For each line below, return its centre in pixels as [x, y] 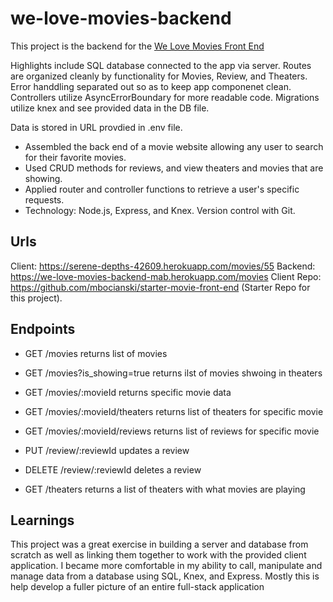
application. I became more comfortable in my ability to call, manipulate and [166, 566]
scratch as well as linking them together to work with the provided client [158, 555]
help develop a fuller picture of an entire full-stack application [137, 587]
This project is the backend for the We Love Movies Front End [137, 46]
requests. [44, 199]
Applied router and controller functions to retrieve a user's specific [162, 189]
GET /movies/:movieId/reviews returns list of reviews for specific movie [172, 431]
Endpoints [43, 329]
